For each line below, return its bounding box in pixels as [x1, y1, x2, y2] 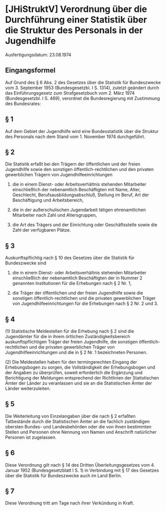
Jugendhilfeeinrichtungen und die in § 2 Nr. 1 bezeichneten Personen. [5, 350, 148, 355]
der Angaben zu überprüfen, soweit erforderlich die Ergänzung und [5, 370, 143, 376]
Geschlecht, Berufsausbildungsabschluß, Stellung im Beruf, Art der [12, 192, 149, 198]
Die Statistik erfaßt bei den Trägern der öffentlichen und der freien [5, 161, 140, 167]
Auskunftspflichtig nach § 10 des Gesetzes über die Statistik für [5, 255, 135, 261]
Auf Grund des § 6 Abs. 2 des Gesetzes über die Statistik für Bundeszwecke [5, 79, 161, 85]
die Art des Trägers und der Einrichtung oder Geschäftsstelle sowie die [12, 222, 158, 228]
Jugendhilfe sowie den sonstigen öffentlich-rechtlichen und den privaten [5, 166, 154, 172]
